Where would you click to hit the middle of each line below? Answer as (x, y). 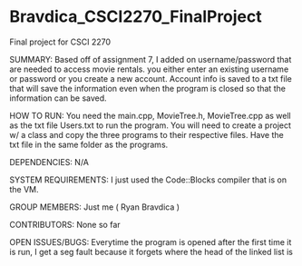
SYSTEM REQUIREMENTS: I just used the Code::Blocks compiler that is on (148, 180)
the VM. (24, 189)
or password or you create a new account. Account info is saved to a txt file (151, 78)
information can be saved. (58, 98)
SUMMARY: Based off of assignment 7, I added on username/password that (151, 59)
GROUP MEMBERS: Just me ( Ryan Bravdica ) (94, 207)
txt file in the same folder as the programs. (89, 144)
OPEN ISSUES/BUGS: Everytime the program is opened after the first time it (151, 241)
